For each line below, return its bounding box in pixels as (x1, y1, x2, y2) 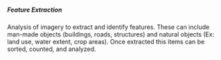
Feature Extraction (7, 6, 62, 14)
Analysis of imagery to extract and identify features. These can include (7, 23, 210, 31)
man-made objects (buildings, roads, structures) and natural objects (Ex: (7, 30, 215, 38)
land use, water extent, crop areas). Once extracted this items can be (7, 37, 205, 46)
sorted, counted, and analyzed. (7, 45, 96, 53)
